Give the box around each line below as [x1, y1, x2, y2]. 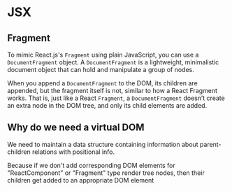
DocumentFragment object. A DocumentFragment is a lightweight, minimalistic [7, 58, 219, 66]
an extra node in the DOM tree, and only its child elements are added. [7, 101, 208, 109]
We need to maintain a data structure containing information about [7, 140, 198, 148]
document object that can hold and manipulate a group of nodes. [7, 66, 194, 73]
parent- [199, 140, 222, 148]
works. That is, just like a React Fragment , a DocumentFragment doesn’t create [7, 94, 225, 102]
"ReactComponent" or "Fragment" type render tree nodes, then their [7, 169, 205, 177]
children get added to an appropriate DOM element [7, 176, 154, 184]
